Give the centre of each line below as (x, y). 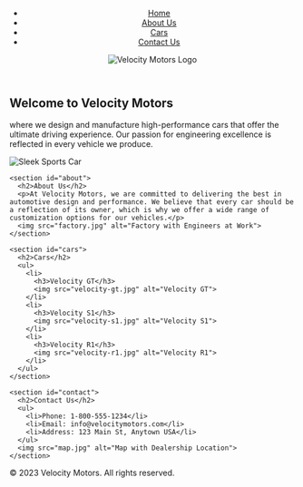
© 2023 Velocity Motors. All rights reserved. (92, 473)
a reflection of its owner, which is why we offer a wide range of (140, 210)
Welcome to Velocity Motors (92, 103)
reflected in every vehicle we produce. (81, 144)
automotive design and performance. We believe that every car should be (152, 202)
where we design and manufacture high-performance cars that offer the (144, 125)
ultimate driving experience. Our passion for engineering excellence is (141, 134)
